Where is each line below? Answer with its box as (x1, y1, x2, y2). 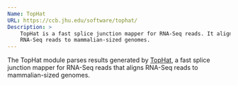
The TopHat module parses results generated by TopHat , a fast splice (7, 56, 210, 64)
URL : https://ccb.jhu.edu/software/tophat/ (7, 17, 138, 24)
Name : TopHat (7, 10, 46, 18)
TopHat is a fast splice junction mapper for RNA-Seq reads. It (20, 30, 214, 37)
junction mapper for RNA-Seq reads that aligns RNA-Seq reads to (7, 63, 198, 72)
